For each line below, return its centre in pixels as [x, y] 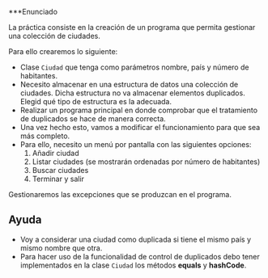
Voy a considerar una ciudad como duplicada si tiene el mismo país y [136, 239]
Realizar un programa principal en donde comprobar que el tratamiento [138, 110]
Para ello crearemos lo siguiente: [63, 51]
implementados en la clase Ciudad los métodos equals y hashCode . [133, 265]
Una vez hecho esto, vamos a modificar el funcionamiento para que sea [140, 127]
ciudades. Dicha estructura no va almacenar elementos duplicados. [132, 93]
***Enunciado [33, 12]
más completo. [45, 136]
